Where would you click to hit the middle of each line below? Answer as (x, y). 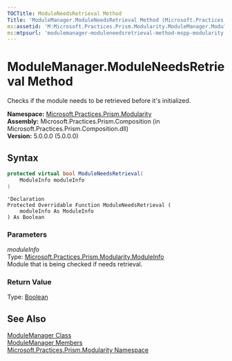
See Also (27, 319)
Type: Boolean (28, 297)
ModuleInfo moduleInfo (52, 180)
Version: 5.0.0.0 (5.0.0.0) (43, 136)
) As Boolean (26, 217)
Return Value (29, 282)
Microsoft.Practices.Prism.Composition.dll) (68, 129)
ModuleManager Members (45, 343)
